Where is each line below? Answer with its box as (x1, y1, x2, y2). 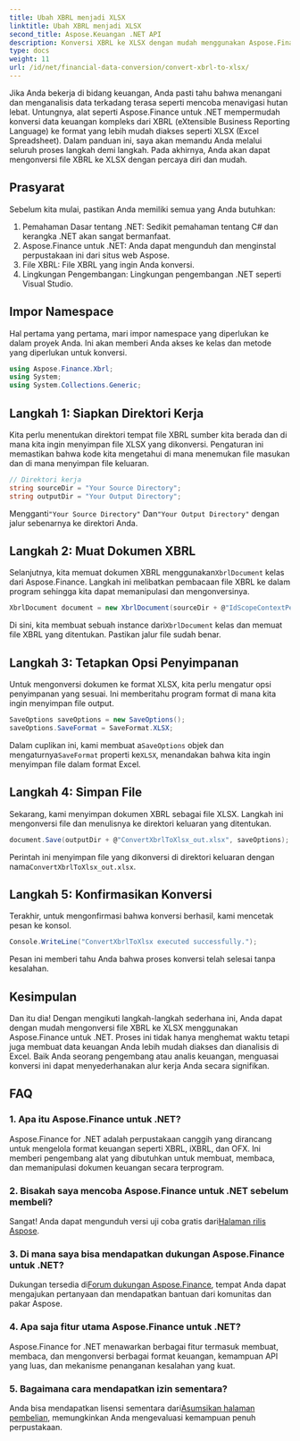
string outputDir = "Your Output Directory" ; (9, 491, 181, 501)
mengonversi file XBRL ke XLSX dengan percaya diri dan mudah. (9, 154, 247, 165)
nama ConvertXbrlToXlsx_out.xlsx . (9, 861, 137, 872)
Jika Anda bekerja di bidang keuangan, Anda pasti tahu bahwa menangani (9, 87, 283, 98)
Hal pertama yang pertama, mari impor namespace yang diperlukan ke (9, 328, 270, 338)
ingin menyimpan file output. (9, 698, 114, 709)
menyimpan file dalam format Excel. (9, 758, 141, 770)
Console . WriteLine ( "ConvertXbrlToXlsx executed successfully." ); (9, 937, 257, 947)
